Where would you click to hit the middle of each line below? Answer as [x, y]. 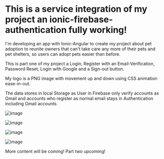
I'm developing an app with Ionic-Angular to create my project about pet [79, 43]
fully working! [98, 30]
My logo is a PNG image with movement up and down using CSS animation [81, 78]
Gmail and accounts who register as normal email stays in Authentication [79, 98]
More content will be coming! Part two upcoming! [55, 151]
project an [26, 19]
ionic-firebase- [81, 19]
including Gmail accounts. [32, 103]
